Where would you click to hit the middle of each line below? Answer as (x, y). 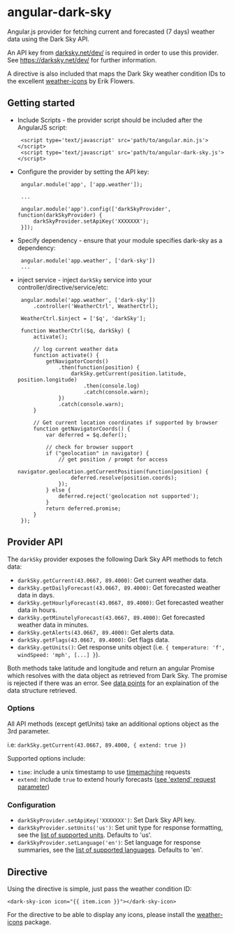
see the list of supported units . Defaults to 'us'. (85, 835)
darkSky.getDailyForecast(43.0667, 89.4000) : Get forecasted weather (119, 587)
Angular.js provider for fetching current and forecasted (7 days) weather (111, 32)
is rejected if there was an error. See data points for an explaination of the (113, 683)
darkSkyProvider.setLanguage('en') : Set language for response (109, 843)
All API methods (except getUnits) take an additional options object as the (113, 724)
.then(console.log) (111, 386)
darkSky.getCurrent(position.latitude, (129, 373)
